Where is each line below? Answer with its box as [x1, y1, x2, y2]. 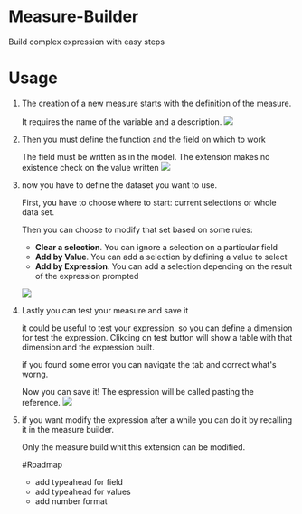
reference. [21, 397, 61, 407]
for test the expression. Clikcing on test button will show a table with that [21, 332, 293, 342]
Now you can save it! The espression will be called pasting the [21, 386, 254, 397]
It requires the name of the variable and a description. [21, 116, 222, 127]
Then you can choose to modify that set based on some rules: [21, 224, 254, 235]
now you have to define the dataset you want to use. [21, 179, 218, 191]
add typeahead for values [34, 486, 132, 497]
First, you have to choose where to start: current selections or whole [21, 197, 277, 208]
